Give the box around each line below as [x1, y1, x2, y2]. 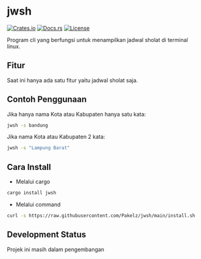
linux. [7, 43, 21, 50]
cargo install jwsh [7, 190, 57, 196]
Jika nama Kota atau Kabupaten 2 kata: [7, 133, 105, 141]
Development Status [7, 230, 86, 240]
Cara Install [7, 161, 51, 172]
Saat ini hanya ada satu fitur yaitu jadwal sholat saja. [7, 76, 138, 83]
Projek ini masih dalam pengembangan [7, 246, 105, 253]
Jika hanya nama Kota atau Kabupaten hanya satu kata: [7, 110, 146, 118]
